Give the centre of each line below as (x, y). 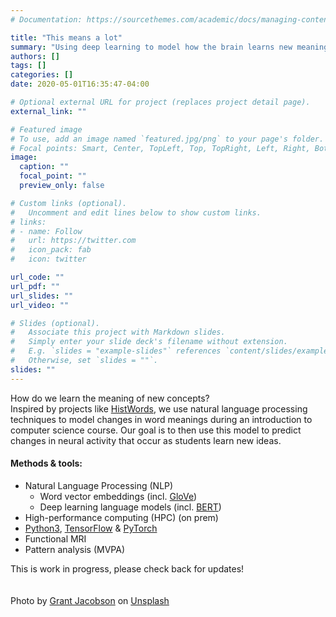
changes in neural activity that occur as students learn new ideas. (146, 440)
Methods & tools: (46, 463)
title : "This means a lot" (66, 37)
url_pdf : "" (35, 286)
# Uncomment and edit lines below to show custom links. (136, 212)
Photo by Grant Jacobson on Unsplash (90, 600)
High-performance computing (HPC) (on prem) (121, 517)
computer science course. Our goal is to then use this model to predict (156, 430)
